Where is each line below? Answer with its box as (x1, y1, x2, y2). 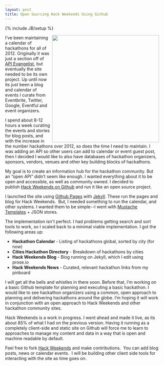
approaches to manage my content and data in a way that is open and (5, 330, 145, 336)
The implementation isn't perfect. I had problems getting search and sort (5, 219, 151, 224)
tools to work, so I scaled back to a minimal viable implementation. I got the (5, 223, 156, 229)
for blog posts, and (5, 133, 43, 139)
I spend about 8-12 (5, 117, 43, 123)
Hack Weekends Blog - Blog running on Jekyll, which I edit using (12, 254, 143, 260)
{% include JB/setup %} (5, 25, 54, 31)
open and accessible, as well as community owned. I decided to (5, 178, 134, 184)
